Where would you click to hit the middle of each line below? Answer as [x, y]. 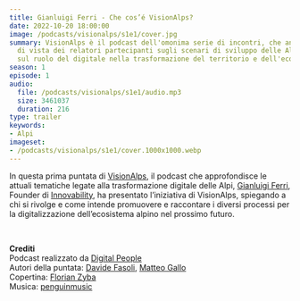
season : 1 [28, 68]
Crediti [22, 248]
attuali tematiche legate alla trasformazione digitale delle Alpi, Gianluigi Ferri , [150, 185]
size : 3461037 [43, 100]
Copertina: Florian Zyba [53, 277]
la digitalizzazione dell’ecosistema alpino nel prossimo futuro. [122, 213]
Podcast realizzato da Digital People [76, 258]
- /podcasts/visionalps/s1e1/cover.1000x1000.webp [105, 150]
